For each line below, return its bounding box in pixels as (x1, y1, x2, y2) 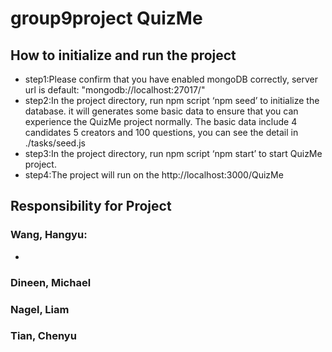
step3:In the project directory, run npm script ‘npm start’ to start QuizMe (24, 148, 323, 159)
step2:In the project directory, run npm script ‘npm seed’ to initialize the (24, 95, 320, 106)
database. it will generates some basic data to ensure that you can (24, 105, 299, 117)
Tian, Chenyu (10, 329, 77, 343)
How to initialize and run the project (10, 47, 237, 64)
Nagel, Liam (10, 302, 70, 316)
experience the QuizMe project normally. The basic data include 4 (24, 116, 298, 127)
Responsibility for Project (10, 198, 172, 215)
